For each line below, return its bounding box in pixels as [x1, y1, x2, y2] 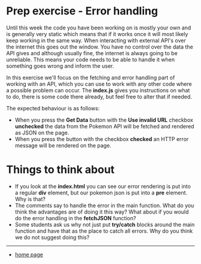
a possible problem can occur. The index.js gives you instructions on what [6, 86, 190, 94]
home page [14, 251, 44, 258]
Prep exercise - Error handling [6, 4, 159, 18]
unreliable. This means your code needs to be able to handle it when [6, 56, 175, 63]
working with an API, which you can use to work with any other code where [6, 80, 193, 88]
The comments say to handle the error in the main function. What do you [14, 202, 194, 209]
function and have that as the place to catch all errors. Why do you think [14, 227, 193, 235]
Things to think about [6, 163, 115, 176]
